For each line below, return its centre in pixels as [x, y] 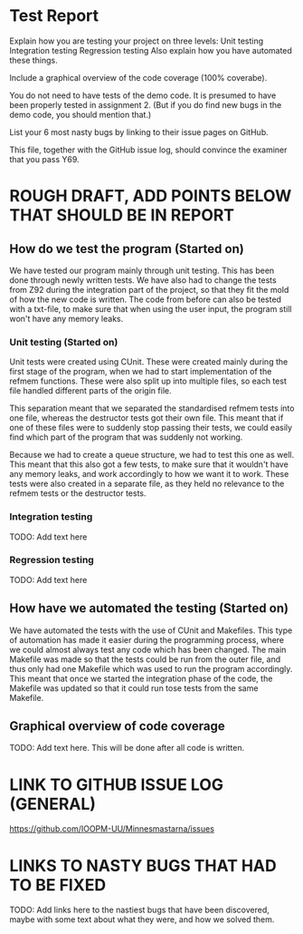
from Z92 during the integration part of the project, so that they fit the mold [149, 289]
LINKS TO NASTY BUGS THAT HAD [143, 866]
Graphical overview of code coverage [118, 726]
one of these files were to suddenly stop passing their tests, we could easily [151, 428]
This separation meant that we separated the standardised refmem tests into [152, 408]
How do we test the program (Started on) [127, 249]
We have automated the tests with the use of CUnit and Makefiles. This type [151, 630]
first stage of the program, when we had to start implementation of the [141, 372]
